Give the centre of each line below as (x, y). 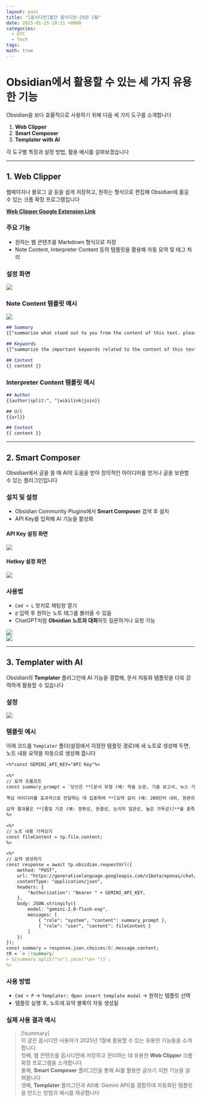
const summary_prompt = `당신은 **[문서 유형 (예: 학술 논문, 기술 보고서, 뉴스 (98, 787)
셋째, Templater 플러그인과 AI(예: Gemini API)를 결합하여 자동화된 (99, 1085)
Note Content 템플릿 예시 (42, 304)
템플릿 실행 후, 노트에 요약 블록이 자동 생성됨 (67, 1003)
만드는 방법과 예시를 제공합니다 (63, 1093)
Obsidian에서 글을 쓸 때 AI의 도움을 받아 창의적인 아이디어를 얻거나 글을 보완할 (98, 473)
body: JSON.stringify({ (47, 904)
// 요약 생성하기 (24, 859)
